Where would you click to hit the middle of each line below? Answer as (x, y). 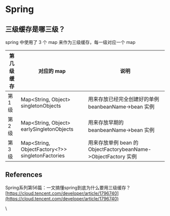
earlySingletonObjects (47, 129)
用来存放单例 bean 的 (113, 143)
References (24, 175)
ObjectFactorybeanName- (120, 149)
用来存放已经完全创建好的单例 (124, 99)
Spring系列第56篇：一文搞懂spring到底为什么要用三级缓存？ (68, 187)
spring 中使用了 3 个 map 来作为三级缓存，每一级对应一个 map (70, 42)
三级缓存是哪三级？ (35, 29)
